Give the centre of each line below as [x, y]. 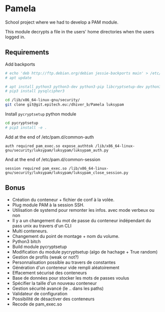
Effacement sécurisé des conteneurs [49, 273]
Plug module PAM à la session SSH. [48, 205]
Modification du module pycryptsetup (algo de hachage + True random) [85, 252]
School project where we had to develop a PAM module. [62, 22]
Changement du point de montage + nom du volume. [66, 236]
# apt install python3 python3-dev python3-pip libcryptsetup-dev [74, 86]
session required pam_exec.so [36, 168]
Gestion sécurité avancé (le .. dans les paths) [58, 288]
